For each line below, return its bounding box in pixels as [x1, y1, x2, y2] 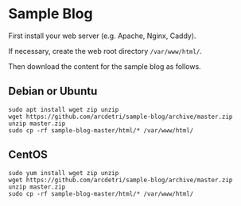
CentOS [8, 148, 48, 162]
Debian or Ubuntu [8, 85, 98, 98]
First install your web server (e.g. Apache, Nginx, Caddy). [8, 31, 196, 40]
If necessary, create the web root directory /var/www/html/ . [8, 46, 203, 55]
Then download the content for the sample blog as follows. [8, 61, 201, 71]
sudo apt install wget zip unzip [8, 105, 119, 113]
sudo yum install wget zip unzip [8, 169, 119, 177]
